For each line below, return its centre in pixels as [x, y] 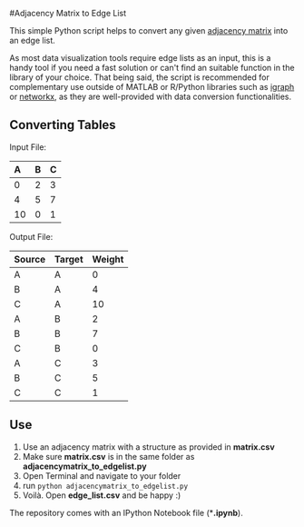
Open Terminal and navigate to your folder [102, 475]
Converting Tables [63, 125]
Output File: [31, 236]
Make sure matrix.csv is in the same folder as [108, 456]
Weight [108, 259]
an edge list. [33, 40]
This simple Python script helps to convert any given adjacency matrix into [149, 30]
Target [69, 259]
